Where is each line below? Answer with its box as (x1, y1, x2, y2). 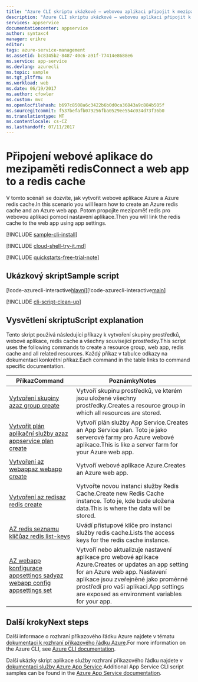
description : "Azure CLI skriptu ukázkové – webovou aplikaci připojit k (6, 14, 192, 20)
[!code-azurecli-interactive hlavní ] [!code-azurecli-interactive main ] (6, 286, 166, 293)
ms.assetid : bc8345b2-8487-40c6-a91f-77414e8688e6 (6, 53, 133, 59)
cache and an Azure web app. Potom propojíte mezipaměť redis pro (6, 206, 171, 214)
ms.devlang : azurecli (6, 63, 60, 70)
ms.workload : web (6, 80, 49, 86)
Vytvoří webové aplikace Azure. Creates (76, 461, 186, 469)
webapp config (9, 578, 51, 587)
